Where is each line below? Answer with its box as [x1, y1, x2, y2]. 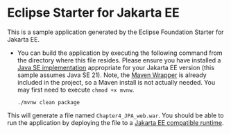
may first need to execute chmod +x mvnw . [17, 85, 135, 94]
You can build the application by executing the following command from [17, 49, 223, 57]
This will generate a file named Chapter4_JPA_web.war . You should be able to [7, 111, 224, 119]
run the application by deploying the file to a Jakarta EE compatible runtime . [7, 118, 224, 126]
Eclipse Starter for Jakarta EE [7, 5, 180, 21]
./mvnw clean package [17, 99, 80, 106]
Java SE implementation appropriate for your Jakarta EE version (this [17, 63, 215, 72]
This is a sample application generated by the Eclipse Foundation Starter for [7, 28, 224, 36]
